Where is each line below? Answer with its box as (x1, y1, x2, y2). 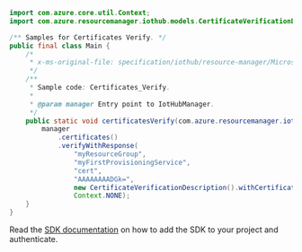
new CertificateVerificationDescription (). (73, 183, 240, 192)
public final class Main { (9, 41, 111, 50)
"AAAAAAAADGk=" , (73, 175, 135, 184)
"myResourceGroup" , (73, 150, 147, 159)
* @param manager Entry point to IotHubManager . (29, 100, 216, 109)
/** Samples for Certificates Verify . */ (9, 32, 167, 42)
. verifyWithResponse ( (57, 142, 139, 151)
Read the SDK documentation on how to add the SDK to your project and (9, 224, 279, 235)
